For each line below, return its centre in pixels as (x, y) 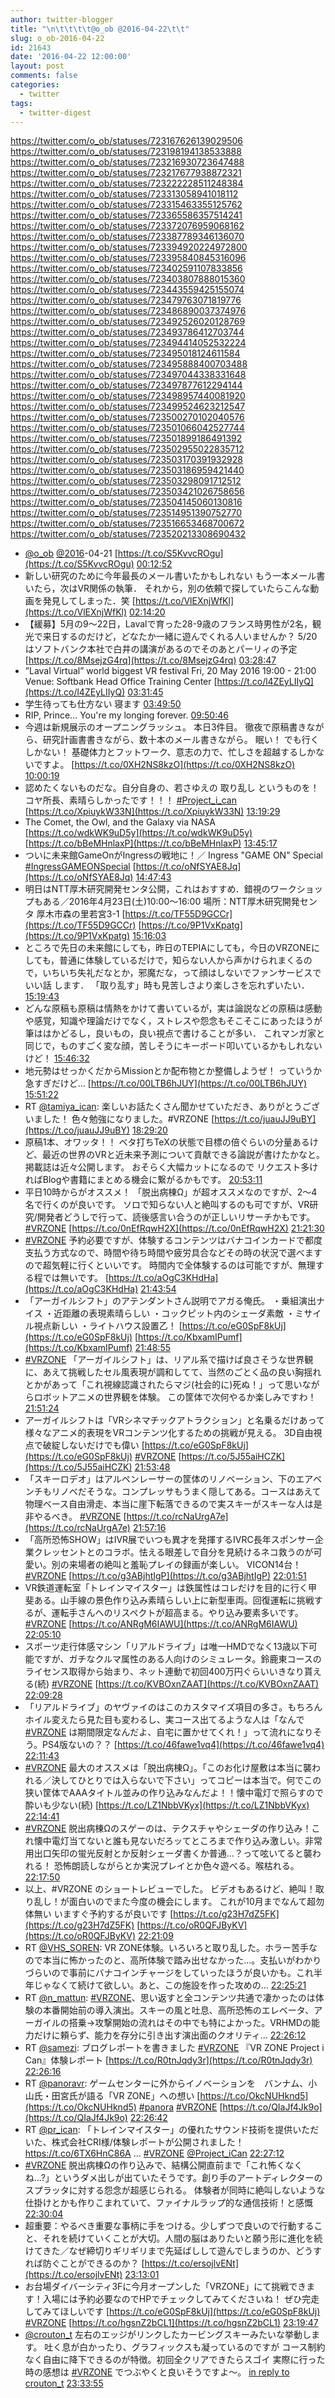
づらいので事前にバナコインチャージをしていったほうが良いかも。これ (169, 1973)
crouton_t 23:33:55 (64, 2383)
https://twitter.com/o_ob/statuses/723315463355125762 (126, 205)
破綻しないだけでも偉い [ (93, 1445)
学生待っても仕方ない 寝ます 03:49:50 (103, 704)
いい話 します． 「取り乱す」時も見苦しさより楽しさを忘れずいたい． (167, 985)
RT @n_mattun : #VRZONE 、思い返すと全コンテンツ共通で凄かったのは (170, 1998)
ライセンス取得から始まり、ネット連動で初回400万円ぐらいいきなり (164, 1672)
